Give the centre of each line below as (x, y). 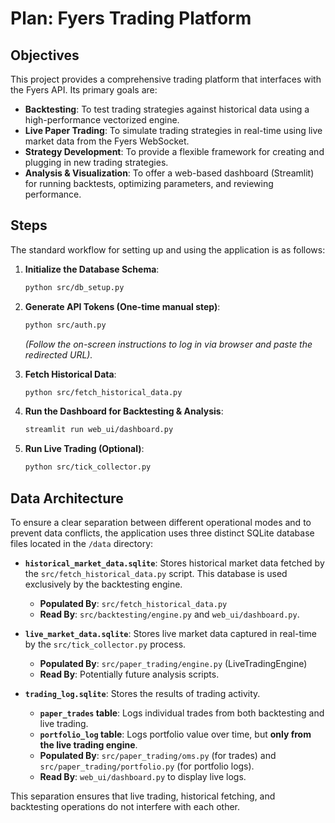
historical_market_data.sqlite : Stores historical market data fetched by (174, 563)
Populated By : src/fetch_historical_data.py (133, 603)
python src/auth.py (65, 325)
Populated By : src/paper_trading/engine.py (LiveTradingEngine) (173, 663)
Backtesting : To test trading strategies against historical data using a (167, 109)
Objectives (45, 55)
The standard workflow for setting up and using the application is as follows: (168, 249)
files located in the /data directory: (82, 543)
